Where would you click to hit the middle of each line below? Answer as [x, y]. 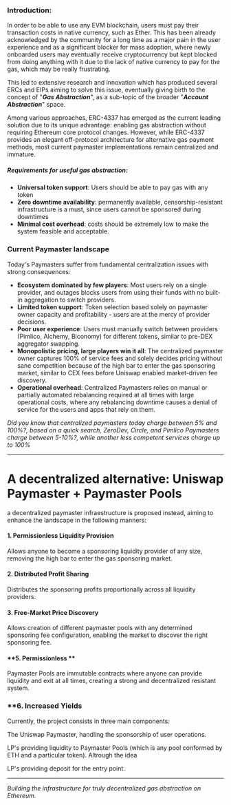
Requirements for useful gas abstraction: [68, 170]
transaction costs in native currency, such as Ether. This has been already [112, 32]
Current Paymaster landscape [58, 249]
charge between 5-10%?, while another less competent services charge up [114, 437]
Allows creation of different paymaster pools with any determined [100, 628]
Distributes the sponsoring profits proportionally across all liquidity [101, 589]
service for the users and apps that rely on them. [86, 409]
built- [213, 292]
